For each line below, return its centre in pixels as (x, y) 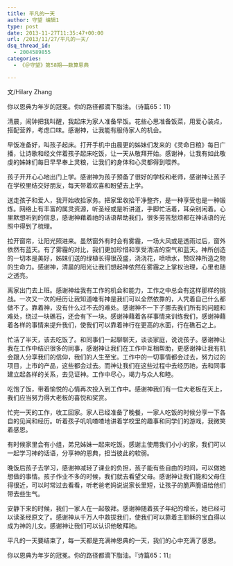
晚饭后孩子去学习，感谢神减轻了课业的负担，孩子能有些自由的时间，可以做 (113, 468)
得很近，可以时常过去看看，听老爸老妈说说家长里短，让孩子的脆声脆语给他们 (116, 485)
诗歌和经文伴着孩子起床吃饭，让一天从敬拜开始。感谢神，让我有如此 (122, 153)
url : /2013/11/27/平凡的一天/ (48, 39)
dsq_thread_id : (29, 46)
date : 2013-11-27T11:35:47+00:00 (55, 33)
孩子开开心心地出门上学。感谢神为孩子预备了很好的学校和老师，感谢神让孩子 (116, 177)
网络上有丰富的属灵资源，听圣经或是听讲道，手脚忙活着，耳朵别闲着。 (119, 209)
